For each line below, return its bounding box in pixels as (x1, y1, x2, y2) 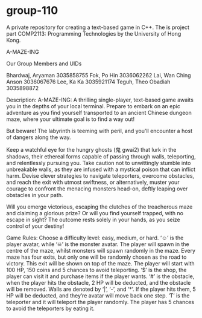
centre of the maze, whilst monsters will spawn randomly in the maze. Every (6, 247, 196, 254)
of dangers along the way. (6, 134, 71, 141)
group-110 (6, 4, 58, 18)
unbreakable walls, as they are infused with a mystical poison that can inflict (6, 166, 196, 173)
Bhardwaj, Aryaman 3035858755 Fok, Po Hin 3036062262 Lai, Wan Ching (6, 71, 191, 79)
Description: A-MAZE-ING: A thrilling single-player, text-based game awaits (6, 96, 194, 103)
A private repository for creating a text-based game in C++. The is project (6, 24, 190, 31)
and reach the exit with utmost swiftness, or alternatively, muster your (6, 178, 180, 186)
